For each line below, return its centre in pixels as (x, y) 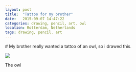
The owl (13, 65)
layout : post (18, 10)
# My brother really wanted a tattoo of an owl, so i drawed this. (68, 46)
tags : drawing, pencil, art (34, 32)
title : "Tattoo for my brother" (39, 14)
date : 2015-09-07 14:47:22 (35, 19)
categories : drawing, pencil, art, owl (46, 23)
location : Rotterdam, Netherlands (40, 28)
